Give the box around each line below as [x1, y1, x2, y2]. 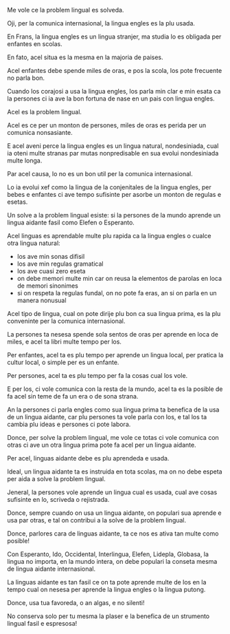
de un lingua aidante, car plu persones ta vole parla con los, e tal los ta [7, 413, 207, 421]
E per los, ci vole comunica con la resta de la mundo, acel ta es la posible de [7, 385, 223, 393]
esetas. [7, 198, 28, 206]
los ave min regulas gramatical [16, 260, 104, 268]
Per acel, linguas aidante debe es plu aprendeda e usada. [7, 454, 170, 462]
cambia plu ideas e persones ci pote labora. [7, 420, 131, 428]
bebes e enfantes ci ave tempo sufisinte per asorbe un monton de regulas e [7, 191, 222, 198]
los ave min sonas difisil [16, 253, 85, 260]
